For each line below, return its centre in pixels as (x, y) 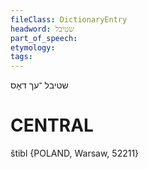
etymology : (33, 47)
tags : (21, 57)
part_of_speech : (44, 38)
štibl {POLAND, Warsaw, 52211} (75, 153)
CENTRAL (52, 125)
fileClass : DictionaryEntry (69, 19)
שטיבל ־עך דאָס (39, 85)
